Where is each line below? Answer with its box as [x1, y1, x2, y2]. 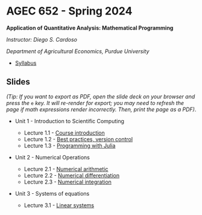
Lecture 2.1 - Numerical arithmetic [24, 165, 109, 173]
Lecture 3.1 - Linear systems [24, 201, 95, 209]
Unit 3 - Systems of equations [14, 190, 90, 197]
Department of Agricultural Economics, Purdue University [6, 47, 150, 55]
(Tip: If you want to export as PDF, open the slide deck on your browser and [6, 92, 195, 100]
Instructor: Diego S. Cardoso [6, 36, 77, 43]
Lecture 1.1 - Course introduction [24, 129, 106, 136]
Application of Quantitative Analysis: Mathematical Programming [6, 24, 174, 31]
